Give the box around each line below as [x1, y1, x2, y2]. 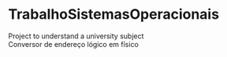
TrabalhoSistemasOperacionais [8, 5, 219, 23]
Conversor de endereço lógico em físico [8, 39, 140, 48]
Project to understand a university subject [8, 31, 144, 41]
